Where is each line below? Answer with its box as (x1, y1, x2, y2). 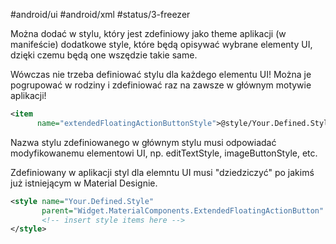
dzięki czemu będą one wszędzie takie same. (10, 49, 198, 61)
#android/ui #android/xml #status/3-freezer (10, 9, 191, 20)
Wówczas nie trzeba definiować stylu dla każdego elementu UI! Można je (10, 69, 312, 80)
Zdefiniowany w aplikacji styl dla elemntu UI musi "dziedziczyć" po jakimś (10, 166, 315, 178)
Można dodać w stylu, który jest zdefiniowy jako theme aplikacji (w (10, 28, 287, 39)
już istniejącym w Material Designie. (10, 177, 158, 189)
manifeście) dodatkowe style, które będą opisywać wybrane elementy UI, (10, 39, 313, 50)
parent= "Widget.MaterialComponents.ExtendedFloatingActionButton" (41, 205, 325, 216)
